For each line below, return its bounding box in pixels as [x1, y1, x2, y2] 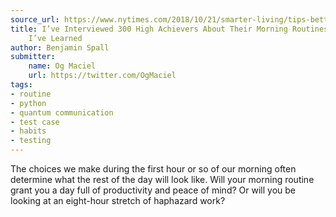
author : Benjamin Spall [10, 42, 110, 53]
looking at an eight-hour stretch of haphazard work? [10, 195, 226, 206]
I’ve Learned [28, 33, 83, 43]
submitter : [10, 52, 56, 62]
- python [10, 98, 47, 108]
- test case [10, 117, 60, 127]
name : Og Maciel [28, 61, 97, 71]
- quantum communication [10, 107, 114, 118]
